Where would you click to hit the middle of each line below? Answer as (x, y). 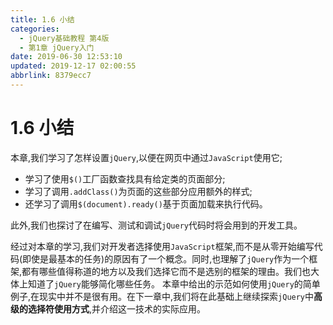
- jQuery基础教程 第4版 (64, 38)
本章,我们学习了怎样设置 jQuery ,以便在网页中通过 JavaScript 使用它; (146, 157)
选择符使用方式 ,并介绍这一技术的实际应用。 (117, 308)
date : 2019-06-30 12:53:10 (66, 57)
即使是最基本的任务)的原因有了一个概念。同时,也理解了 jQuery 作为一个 (166, 258)
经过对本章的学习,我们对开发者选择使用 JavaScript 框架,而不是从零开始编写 (162, 246)
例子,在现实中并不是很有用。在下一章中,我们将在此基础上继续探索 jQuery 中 (162, 296)
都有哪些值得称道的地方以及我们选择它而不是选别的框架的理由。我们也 (166, 271)
